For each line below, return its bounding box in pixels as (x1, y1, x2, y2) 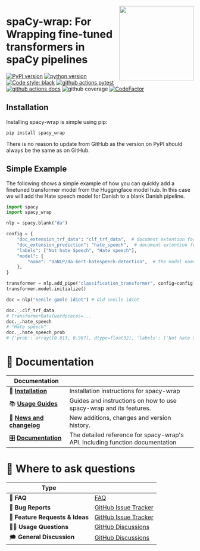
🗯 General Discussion (9, 533, 75, 541)
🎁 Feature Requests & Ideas (9, 513, 89, 521)
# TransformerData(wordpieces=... (6, 313, 92, 319)
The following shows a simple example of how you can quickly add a (6, 179, 175, 187)
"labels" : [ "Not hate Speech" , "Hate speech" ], (17, 247, 137, 253)
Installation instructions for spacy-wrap (69, 387, 180, 395)
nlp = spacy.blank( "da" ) (6, 220, 68, 226)
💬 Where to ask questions (6, 462, 136, 476)
